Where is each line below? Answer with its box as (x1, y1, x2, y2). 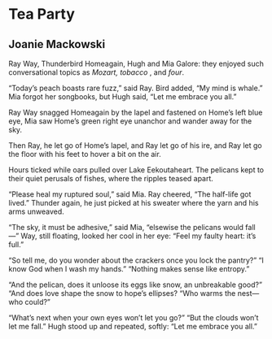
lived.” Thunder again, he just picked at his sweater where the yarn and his (8, 198, 259, 207)
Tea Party (8, 5, 76, 24)
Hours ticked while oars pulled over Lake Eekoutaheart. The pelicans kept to (8, 165, 265, 175)
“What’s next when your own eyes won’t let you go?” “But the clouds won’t (8, 313, 259, 322)
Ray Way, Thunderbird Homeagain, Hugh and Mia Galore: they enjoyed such (8, 59, 265, 68)
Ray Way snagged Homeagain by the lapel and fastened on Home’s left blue (8, 107, 263, 117)
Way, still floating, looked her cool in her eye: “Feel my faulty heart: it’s (20, 231, 257, 241)
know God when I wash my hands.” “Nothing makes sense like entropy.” (8, 264, 250, 273)
